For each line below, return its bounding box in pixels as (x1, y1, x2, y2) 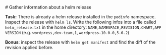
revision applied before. (5, 45, 54, 50)
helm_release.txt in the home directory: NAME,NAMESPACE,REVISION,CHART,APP (5, 24, 162, 30)
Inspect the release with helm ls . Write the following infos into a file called (5, 19, 156, 25)
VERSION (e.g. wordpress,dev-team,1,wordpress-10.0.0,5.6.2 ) (5, 30, 130, 35)
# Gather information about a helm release (5, 4, 92, 10)
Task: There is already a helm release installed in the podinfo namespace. (5, 14, 156, 19)
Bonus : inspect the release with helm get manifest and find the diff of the (5, 39, 156, 45)
